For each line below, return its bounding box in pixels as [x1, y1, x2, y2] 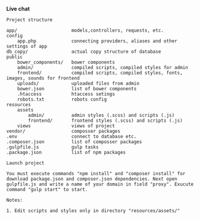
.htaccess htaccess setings [17, 91, 115, 97]
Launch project [6, 160, 45, 166]
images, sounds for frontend [6, 75, 80, 81]
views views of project [17, 123, 115, 129]
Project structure [6, 17, 53, 23]
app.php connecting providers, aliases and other [17, 38, 178, 44]
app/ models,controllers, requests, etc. [6, 27, 164, 33]
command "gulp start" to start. [6, 187, 88, 193]
